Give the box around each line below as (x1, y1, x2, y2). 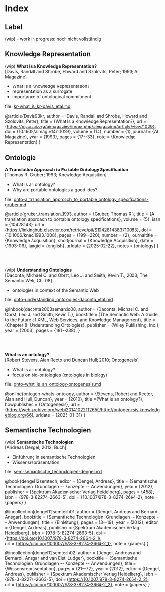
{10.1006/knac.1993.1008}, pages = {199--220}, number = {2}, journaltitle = (5, 232, 157, 238)
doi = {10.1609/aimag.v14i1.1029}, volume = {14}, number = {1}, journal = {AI (5, 128, 159, 134)
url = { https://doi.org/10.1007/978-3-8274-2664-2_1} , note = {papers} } (5, 541, 149, 547)
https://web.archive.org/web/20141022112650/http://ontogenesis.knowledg (6, 406, 160, 413)
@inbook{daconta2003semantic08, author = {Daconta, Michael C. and (5, 306, 149, 312)
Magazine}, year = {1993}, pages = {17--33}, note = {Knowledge (5, 134, 136, 140)
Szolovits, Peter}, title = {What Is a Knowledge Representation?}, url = (5, 118, 147, 124)
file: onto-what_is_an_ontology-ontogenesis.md (5, 381, 102, 387)
